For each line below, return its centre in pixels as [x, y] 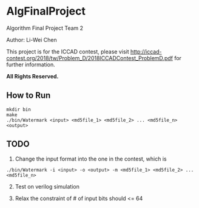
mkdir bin [19, 109]
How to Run [29, 95]
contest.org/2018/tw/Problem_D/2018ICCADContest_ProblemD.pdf [89, 58]
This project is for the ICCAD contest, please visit [68, 51]
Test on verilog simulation [47, 186]
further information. [31, 64]
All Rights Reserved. [32, 76]
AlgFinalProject [46, 11]
